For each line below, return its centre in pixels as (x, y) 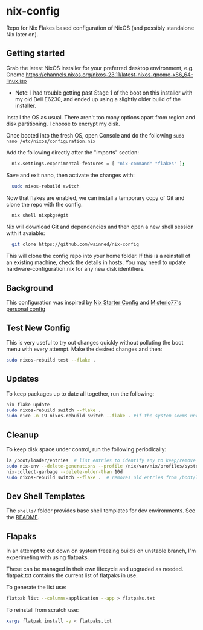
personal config (26, 309)
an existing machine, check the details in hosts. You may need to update (96, 262)
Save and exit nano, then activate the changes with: (70, 175)
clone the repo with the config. (44, 204)
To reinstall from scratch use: (43, 610)
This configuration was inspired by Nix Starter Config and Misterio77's (94, 303)
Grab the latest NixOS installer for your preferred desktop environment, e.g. (100, 68)
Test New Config (38, 328)
